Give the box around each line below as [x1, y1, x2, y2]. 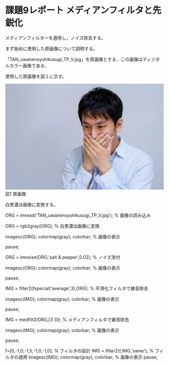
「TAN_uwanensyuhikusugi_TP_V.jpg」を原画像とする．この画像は [5, 56, 143, 62]
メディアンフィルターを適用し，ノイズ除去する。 [5, 35, 106, 41]
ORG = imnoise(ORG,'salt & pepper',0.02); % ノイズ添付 [5, 254, 121, 260]
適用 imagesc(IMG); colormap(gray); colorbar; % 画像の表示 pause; [18, 354, 158, 360]
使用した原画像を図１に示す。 [5, 73, 67, 79]
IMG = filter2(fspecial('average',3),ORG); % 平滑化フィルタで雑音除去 [5, 285, 148, 291]
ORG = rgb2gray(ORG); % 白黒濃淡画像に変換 [5, 223, 100, 229]
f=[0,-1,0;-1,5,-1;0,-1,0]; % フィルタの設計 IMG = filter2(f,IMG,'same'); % [5, 347, 154, 353]
